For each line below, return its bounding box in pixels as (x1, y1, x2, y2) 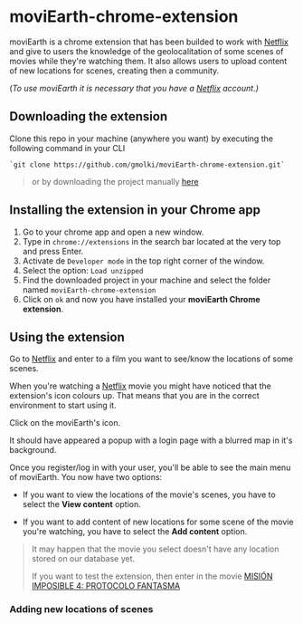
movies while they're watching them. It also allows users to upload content (9, 55, 288, 66)
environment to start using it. (9, 400, 117, 411)
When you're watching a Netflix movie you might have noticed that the (9, 380, 271, 391)
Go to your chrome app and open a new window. (22, 226, 204, 237)
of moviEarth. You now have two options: (9, 472, 163, 483)
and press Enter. (22, 245, 84, 256)
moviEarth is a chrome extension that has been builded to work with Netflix (9, 36, 289, 47)
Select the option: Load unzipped (22, 264, 144, 275)
